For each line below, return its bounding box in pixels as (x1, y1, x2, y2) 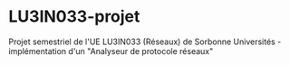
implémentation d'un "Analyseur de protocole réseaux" (8, 45, 214, 56)
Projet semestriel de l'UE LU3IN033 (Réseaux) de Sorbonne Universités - (8, 36, 282, 47)
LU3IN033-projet (8, 6, 140, 27)
